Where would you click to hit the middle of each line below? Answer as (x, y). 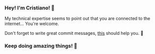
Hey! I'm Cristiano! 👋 (30, 8)
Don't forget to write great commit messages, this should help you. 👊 (74, 33)
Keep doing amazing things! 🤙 (41, 46)
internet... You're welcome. (32, 24)
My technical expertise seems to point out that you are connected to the (77, 19)
